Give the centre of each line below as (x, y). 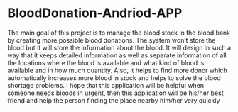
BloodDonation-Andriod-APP (95, 13)
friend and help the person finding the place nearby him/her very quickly (114, 100)
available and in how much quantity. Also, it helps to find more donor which (117, 70)
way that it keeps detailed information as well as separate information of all (117, 55)
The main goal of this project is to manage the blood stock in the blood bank (119, 33)
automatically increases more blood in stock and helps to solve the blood (114, 78)
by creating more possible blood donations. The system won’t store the (112, 40)
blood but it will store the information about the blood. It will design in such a (119, 47)
